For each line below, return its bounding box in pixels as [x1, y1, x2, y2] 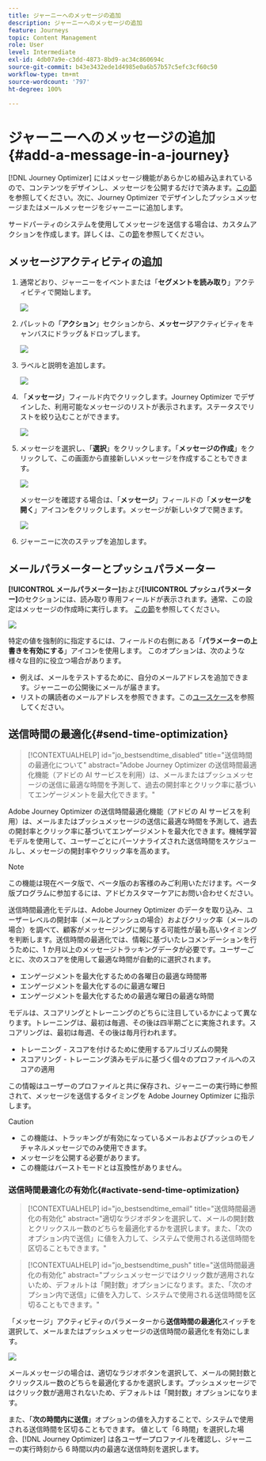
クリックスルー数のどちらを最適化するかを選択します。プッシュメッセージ [8, 1378, 250, 1387]
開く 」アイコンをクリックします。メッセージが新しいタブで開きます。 [19, 505, 248, 514]
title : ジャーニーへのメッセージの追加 [8, 11, 121, 20]
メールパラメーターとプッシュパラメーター [8, 562, 216, 575]
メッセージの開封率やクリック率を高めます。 [28, 846, 174, 856]
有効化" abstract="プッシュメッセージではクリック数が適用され [41, 1270, 248, 1280]
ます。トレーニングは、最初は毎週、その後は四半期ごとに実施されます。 [14, 1018, 250, 1027]
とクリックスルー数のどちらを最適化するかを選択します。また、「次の [27, 1224, 253, 1233]
